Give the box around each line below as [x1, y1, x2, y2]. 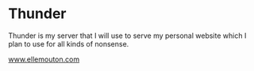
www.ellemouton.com [8, 54, 80, 64]
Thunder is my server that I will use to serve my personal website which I [8, 31, 247, 40]
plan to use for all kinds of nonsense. [8, 39, 129, 48]
